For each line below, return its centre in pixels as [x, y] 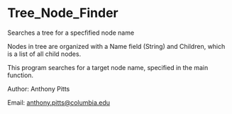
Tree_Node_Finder [63, 13]
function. [21, 75]
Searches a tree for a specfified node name [71, 33]
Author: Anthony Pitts [39, 89]
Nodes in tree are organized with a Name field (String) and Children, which [116, 46]
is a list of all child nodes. [44, 54]
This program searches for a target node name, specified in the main [108, 67]
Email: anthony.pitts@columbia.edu [59, 102]
